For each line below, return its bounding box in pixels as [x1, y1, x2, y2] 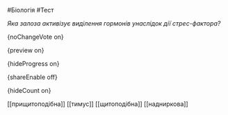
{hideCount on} [7, 87, 51, 94]
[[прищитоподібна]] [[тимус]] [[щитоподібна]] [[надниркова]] [7, 100, 189, 108]
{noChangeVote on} [7, 33, 64, 41]
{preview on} [7, 46, 44, 54]
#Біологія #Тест [7, 6, 54, 14]
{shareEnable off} [7, 73, 58, 81]
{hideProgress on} [7, 60, 60, 68]
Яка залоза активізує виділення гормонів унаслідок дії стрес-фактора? [7, 19, 221, 27]
